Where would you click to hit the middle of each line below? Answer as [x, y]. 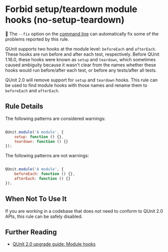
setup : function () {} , [39, 137]
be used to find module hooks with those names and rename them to [76, 85]
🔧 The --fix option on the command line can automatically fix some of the [82, 34]
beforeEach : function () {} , [45, 174]
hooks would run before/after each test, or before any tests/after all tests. [81, 70]
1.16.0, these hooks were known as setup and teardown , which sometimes [80, 59]
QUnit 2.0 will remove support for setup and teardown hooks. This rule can [81, 80]
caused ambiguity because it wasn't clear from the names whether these [81, 65]
